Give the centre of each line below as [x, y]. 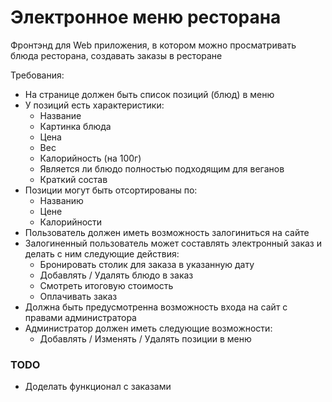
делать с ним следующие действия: [102, 253]
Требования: [37, 75]
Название [60, 115]
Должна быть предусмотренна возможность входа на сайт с [156, 307]
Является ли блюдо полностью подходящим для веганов [162, 168]
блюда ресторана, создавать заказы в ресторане [116, 55]
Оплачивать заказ [78, 296]
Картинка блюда [75, 126]
